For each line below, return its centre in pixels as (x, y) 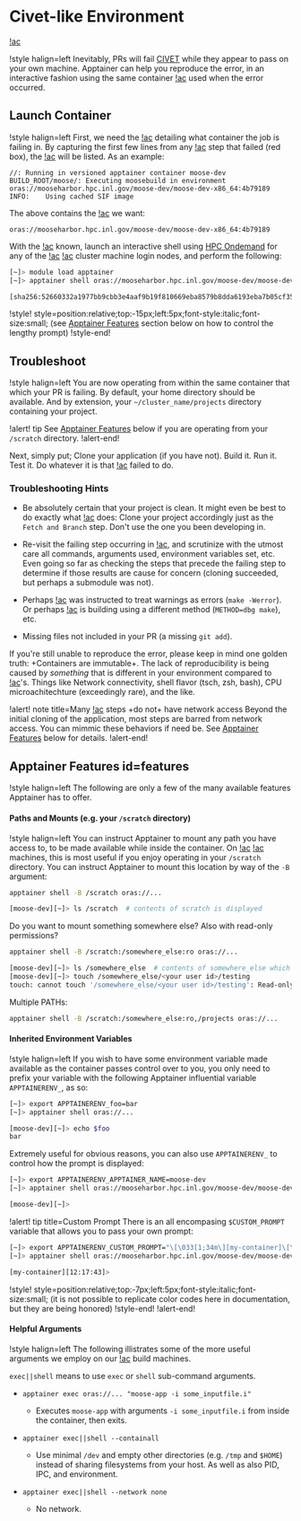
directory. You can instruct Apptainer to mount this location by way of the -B (150, 866)
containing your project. (53, 411)
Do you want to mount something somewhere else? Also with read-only (141, 926)
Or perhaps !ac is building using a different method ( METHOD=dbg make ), (151, 610)
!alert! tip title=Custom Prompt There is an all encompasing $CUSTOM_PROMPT (147, 1221)
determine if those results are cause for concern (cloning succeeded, (150, 573)
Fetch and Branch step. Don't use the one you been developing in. (144, 527)
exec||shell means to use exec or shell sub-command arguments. (133, 1376)
